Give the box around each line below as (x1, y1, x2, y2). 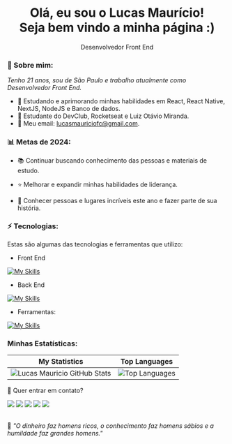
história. (17, 204, 41, 212)
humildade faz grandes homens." (7, 429, 103, 438)
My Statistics (38, 357, 84, 367)
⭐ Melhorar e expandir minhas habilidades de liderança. (17, 180, 178, 188)
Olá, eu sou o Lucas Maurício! (29, 5, 205, 21)
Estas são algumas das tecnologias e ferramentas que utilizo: (7, 239, 183, 249)
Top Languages (121, 357, 173, 367)
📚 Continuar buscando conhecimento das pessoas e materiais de (17, 156, 208, 165)
